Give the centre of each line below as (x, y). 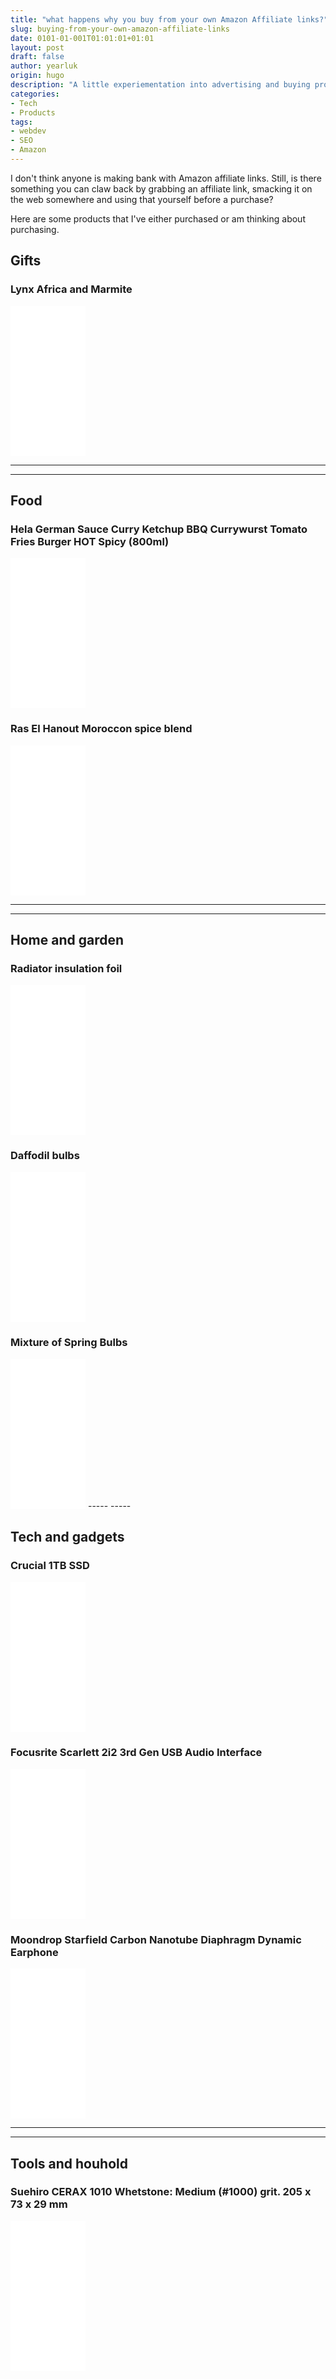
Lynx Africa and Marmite (71, 289)
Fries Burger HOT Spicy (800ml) (90, 541)
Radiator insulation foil (66, 968)
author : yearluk (44, 66)
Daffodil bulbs (45, 1156)
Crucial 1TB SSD (50, 1566)
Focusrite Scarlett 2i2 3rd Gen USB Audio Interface (136, 1753)
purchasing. (35, 229)
